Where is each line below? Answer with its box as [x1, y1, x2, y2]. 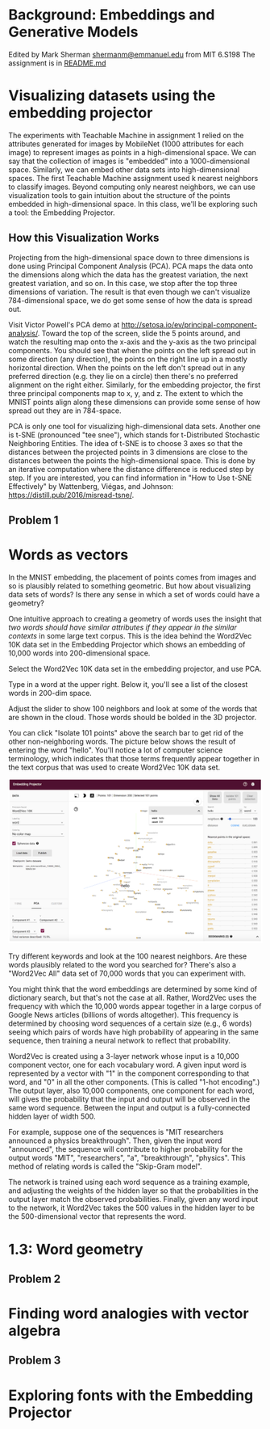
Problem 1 [8, 513, 59, 527]
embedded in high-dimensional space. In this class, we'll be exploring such [8, 199, 258, 209]
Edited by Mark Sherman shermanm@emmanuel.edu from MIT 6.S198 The [8, 49, 255, 59]
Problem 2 [8, 1271, 61, 1286]
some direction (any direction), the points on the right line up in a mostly [8, 354, 247, 364]
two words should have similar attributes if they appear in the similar [8, 622, 238, 632]
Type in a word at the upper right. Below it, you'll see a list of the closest [8, 680, 248, 689]
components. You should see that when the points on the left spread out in [8, 345, 256, 355]
